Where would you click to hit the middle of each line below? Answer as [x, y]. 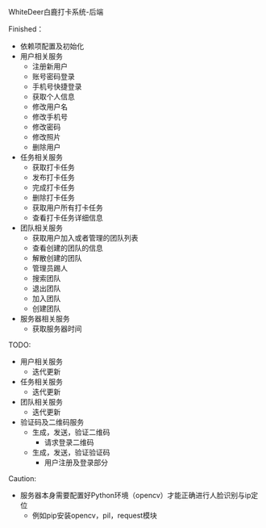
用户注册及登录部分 [76, 462]
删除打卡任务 [53, 197]
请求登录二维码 [69, 442]
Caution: [23, 478]
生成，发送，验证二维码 [71, 432]
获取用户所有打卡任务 [67, 207]
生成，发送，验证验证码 [71, 452]
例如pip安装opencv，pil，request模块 [94, 515]
